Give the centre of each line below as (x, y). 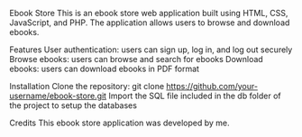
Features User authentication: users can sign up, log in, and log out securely (151, 50)
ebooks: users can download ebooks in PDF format (105, 68)
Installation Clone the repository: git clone (87, 86)
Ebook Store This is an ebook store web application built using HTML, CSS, (149, 13)
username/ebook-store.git (58, 96)
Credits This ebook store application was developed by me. (119, 123)
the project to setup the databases (73, 105)
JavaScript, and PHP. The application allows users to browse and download (150, 23)
